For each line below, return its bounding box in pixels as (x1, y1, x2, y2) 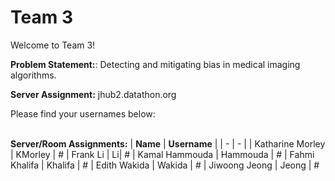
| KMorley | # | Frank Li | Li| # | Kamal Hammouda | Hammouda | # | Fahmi (10, 148, 315, 160)
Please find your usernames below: (10, 107, 156, 120)
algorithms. (10, 69, 57, 81)
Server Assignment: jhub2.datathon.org (10, 88, 177, 100)
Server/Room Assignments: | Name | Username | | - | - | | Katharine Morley (10, 137, 326, 150)
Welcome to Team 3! (10, 39, 96, 51)
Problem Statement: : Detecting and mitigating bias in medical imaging (10, 58, 301, 70)
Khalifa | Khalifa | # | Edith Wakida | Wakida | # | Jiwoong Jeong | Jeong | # (10, 159, 320, 171)
